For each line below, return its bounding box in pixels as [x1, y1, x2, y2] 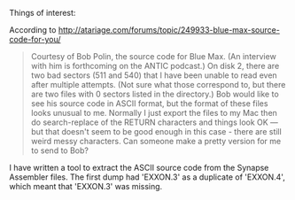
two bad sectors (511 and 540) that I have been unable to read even [30, 70, 277, 81]
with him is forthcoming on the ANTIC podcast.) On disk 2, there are [30, 61, 280, 71]
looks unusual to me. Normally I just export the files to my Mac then [30, 108, 277, 118]
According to [9, 25, 57, 35]
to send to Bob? [30, 145, 89, 156]
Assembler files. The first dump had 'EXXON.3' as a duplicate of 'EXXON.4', [9, 172, 285, 182]
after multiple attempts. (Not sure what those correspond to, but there [30, 80, 286, 89]
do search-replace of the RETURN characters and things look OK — [30, 117, 279, 127]
